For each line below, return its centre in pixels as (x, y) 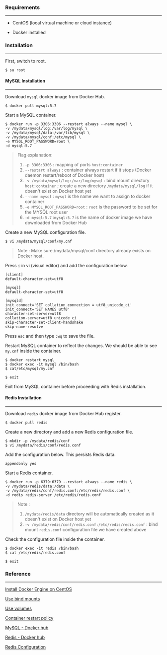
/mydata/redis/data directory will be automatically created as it (89, 514)
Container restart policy (29, 618)
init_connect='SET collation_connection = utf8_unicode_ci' (69, 305)
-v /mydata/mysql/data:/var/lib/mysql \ (48, 133)
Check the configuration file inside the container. (55, 539)
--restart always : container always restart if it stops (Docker (88, 170)
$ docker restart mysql (30, 360)
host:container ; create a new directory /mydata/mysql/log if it (89, 186)
